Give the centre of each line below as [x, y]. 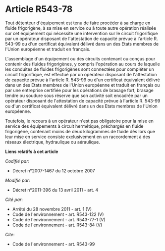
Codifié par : [17, 161]
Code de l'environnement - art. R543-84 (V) [57, 225]
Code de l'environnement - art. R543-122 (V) [58, 214]
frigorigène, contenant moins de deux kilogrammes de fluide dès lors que [80, 131]
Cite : [10, 234]
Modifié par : [18, 180]
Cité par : [14, 200]
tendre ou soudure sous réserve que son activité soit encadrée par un [76, 96]
